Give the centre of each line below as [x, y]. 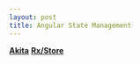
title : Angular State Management [70, 25]
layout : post [33, 17]
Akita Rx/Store [37, 50]
